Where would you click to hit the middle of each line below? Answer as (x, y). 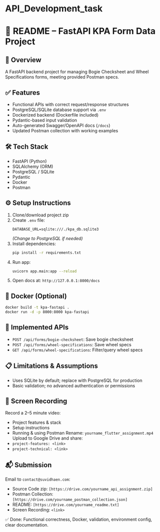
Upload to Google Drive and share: (47, 438)
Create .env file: (29, 220)
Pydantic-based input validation (45, 120)
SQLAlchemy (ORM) (33, 166)
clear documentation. (27, 525)
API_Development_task (54, 9)
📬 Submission (28, 465)
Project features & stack (37, 422)
